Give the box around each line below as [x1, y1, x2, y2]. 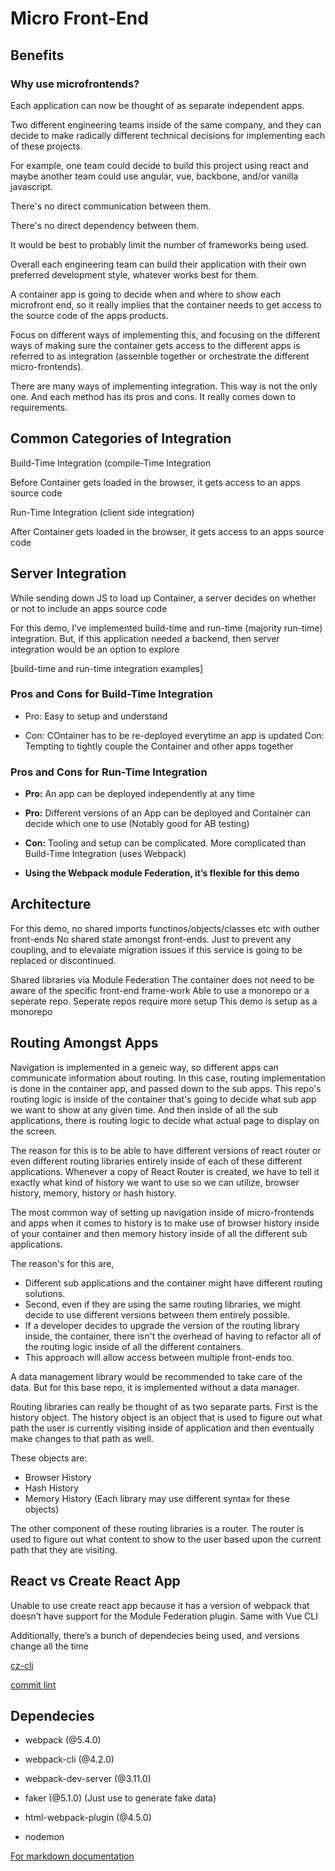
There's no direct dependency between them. [10, 219, 200, 231]
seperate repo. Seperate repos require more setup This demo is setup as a [10, 995, 318, 1007]
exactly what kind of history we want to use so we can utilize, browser [10, 1176, 300, 1188]
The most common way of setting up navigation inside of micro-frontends [10, 1206, 315, 1218]
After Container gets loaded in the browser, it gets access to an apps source [10, 525, 325, 537]
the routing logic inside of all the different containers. [24, 1340, 244, 1352]
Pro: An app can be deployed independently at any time [24, 788, 255, 800]
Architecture [10, 896, 92, 913]
